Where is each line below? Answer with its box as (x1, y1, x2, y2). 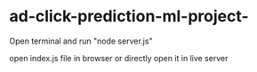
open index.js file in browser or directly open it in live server (9, 52, 229, 63)
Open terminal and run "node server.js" (9, 36, 153, 46)
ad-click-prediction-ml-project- (9, 6, 249, 27)
